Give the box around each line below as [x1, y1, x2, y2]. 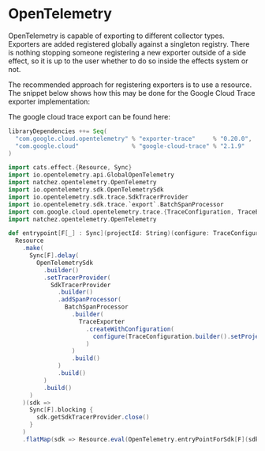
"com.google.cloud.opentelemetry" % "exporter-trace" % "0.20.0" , [15, 135, 252, 142]
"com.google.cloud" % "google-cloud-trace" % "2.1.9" [15, 142, 245, 150]
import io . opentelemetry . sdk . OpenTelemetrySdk [8, 186, 164, 194]
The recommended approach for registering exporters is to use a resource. [8, 80, 252, 89]
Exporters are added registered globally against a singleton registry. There [8, 39, 250, 48]
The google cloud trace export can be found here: [8, 112, 171, 121]
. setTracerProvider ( [43, 274, 111, 282]
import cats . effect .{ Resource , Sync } [8, 164, 132, 172]
